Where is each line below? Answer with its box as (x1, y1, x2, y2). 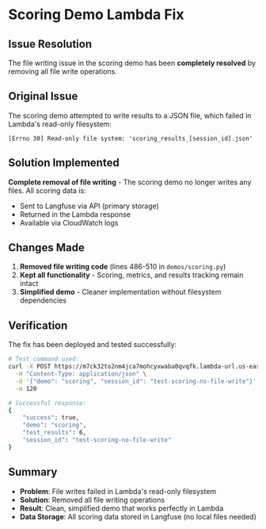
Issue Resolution (8, 37, 93, 51)
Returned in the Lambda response (19, 209, 131, 219)
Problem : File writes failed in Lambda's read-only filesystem (19, 486, 217, 496)
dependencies (19, 295, 67, 305)
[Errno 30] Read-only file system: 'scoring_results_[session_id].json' (8, 134, 253, 142)
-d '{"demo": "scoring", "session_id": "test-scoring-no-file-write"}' (15, 377, 257, 385)
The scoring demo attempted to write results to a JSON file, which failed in (8, 110, 252, 120)
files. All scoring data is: (8, 185, 86, 195)
